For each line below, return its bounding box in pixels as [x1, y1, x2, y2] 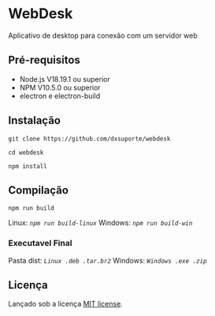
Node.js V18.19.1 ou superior [19, 74, 110, 83]
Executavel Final [8, 237, 72, 248]
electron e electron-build [19, 91, 101, 101]
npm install [8, 162, 47, 170]
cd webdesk [8, 149, 44, 156]
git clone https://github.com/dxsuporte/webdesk [8, 134, 171, 142]
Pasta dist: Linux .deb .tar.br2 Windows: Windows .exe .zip [8, 255, 207, 265]
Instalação [8, 114, 61, 127]
